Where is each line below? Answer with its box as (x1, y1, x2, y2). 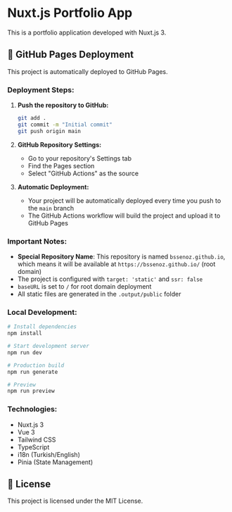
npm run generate (7, 368, 58, 375)
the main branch (27, 204, 75, 212)
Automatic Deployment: (17, 182, 89, 191)
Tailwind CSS (17, 435, 56, 444)
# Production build (7, 361, 65, 369)
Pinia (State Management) (17, 458, 94, 466)
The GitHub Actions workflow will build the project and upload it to (27, 211, 221, 220)
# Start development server (7, 343, 90, 350)
